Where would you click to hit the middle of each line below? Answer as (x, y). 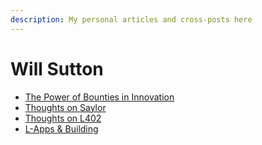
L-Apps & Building (61, 128)
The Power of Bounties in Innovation (99, 97)
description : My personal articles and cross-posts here (131, 19)
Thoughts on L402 (63, 118)
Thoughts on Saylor (65, 107)
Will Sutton (57, 68)
